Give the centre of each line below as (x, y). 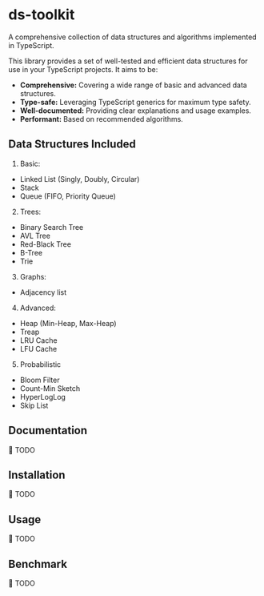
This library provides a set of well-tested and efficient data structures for (128, 61)
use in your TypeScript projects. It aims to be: (83, 69)
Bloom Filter (40, 380)
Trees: (30, 211)
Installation (37, 475)
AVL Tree (35, 236)
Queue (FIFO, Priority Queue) (68, 196)
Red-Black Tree (46, 244)
